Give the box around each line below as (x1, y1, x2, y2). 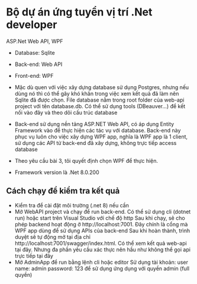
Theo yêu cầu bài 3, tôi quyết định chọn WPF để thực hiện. (14, 157, 159, 164)
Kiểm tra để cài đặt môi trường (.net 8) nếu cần (14, 201, 129, 209)
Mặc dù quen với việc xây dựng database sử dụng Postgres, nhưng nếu (14, 83, 189, 91)
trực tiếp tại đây (14, 252, 53, 259)
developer (6, 18, 57, 31)
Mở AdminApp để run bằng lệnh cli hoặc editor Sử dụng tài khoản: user (14, 258, 188, 266)
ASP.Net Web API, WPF (6, 37, 63, 45)
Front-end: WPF (14, 72, 54, 79)
